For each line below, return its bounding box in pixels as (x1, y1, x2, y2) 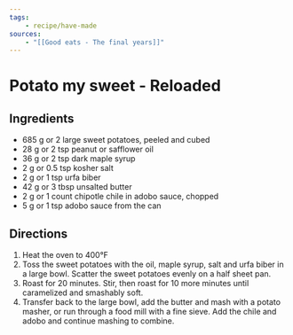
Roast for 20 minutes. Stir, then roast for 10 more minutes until (21, 278, 249, 289)
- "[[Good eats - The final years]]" (25, 37, 165, 47)
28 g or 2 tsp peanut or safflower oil (21, 144, 154, 155)
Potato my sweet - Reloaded (9, 76, 222, 96)
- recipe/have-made (25, 21, 98, 30)
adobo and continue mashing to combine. (21, 316, 175, 326)
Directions (9, 226, 68, 241)
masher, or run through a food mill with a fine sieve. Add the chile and (21, 307, 277, 317)
